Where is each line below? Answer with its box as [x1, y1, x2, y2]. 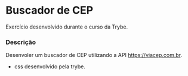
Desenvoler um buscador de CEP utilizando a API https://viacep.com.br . [5, 52, 183, 59]
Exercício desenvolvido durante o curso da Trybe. [5, 23, 128, 30]
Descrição [5, 38, 36, 46]
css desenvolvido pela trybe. [14, 63, 86, 70]
